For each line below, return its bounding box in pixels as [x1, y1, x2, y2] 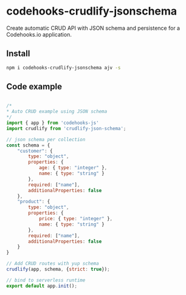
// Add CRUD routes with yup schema [6, 260, 99, 267]
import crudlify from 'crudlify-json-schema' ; [6, 125, 126, 131]
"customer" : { [17, 148, 53, 154]
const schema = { [6, 142, 50, 148]
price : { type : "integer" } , [38, 216, 113, 222]
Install [6, 49, 30, 59]
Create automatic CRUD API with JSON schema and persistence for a [6, 24, 181, 32]
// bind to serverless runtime [6, 277, 86, 283]
